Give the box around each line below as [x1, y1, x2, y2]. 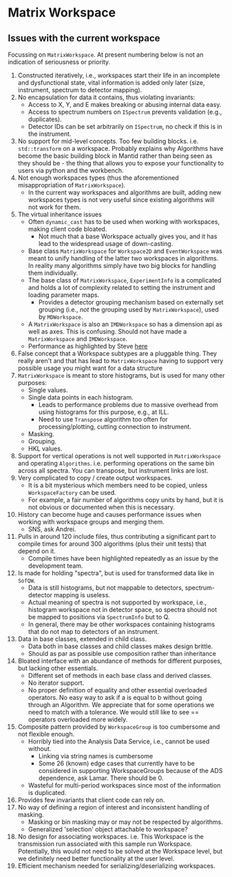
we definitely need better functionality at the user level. [17, 854, 175, 863]
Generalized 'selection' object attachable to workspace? [28, 825, 188, 833]
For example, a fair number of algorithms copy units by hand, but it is [28, 496, 224, 504]
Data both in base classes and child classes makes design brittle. [28, 642, 213, 650]
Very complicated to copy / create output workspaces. [17, 474, 173, 482]
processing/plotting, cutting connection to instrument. [38, 422, 191, 431]
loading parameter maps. [28, 291, 100, 299]
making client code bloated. [28, 225, 107, 233]
